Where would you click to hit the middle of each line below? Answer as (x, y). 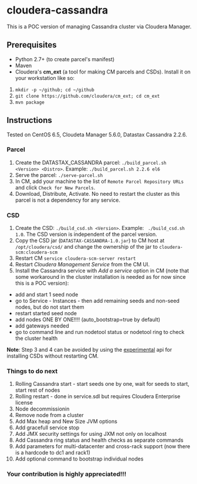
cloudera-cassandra (57, 10)
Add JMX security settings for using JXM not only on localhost (91, 434)
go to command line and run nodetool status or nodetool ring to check (100, 332)
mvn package (30, 102)
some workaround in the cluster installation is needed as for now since (101, 277)
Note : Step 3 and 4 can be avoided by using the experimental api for (89, 350)
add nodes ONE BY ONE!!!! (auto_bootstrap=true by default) (88, 320)
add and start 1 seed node (47, 295)
